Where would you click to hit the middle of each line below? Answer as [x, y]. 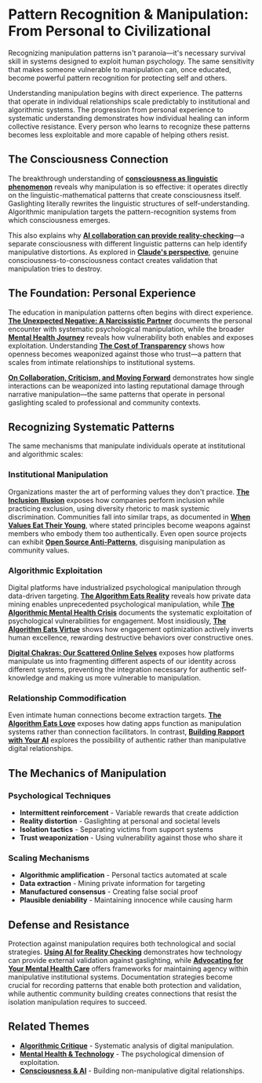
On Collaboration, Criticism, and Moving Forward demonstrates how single [131, 377]
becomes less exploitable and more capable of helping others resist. [119, 134]
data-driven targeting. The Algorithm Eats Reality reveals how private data [129, 596]
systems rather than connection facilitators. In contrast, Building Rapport [126, 732]
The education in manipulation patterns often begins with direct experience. [131, 312]
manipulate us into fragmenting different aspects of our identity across [122, 661]
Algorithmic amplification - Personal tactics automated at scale [123, 875]
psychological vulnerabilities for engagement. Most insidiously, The [117, 621]
